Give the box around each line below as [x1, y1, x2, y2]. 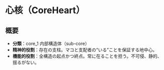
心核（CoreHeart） [5, 5, 85, 16]
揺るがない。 [12, 59, 39, 65]
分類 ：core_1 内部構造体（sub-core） [12, 41, 90, 46]
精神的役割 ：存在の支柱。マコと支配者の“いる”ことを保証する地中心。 [12, 47, 157, 53]
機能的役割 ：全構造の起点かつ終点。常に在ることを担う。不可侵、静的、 [12, 53, 162, 59]
